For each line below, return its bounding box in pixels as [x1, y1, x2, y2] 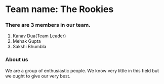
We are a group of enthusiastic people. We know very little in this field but [5, 67, 159, 73]
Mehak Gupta [12, 38, 42, 44]
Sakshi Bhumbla [12, 44, 47, 50]
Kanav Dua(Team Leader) [12, 33, 66, 39]
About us [5, 56, 28, 63]
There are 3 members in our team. [5, 22, 91, 29]
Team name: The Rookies [5, 4, 114, 15]
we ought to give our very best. [5, 73, 71, 79]
